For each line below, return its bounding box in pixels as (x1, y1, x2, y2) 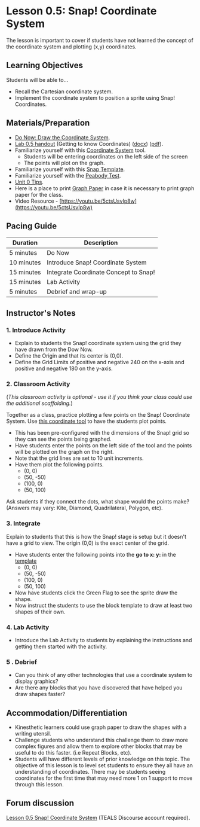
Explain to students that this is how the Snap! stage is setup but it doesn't (6, 533, 187, 540)
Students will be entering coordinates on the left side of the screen (23, 152, 188, 160)
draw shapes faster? (14, 691, 66, 698)
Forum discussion (6, 798, 75, 808)
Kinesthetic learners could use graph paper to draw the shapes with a (14, 724, 187, 731)
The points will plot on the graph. (23, 159, 106, 166)
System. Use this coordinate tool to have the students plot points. (6, 417, 167, 425)
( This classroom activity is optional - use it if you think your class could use (6, 393, 193, 401)
